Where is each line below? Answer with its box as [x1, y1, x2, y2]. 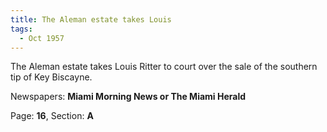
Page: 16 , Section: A [10, 110, 94, 122]
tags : [10, 24, 33, 34]
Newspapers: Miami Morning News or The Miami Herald [10, 91, 247, 103]
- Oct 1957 [19, 33, 65, 43]
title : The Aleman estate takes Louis [10, 14, 172, 25]
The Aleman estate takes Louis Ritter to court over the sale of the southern [10, 61, 318, 73]
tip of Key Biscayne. [10, 71, 93, 83]
